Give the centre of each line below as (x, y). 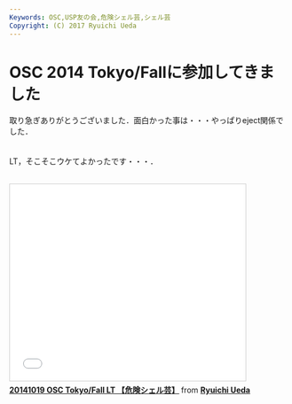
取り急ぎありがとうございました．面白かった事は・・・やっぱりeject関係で (146, 120)
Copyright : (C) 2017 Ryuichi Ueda (73, 26)
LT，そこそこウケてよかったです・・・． (83, 161)
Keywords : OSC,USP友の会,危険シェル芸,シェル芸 (90, 17)
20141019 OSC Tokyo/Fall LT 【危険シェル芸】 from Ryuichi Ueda (130, 390)
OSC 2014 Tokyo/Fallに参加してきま (142, 72)
